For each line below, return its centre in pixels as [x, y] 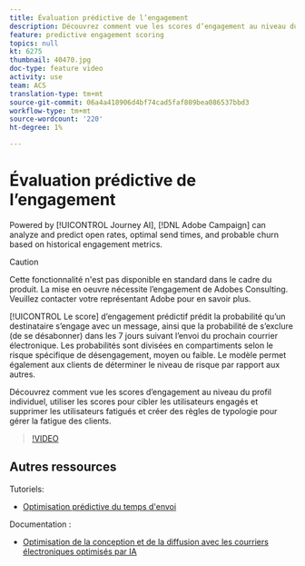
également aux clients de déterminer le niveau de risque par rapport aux [145, 364]
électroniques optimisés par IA [80, 551]
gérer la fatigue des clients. [60, 421]
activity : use [36, 77]
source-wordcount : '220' [56, 119]
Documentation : [40, 524]
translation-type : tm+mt [56, 94]
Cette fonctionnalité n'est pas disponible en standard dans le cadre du [141, 279]
